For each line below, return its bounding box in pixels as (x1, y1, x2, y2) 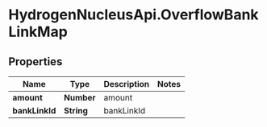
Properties (8, 55, 63, 68)
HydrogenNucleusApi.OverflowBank (8, 6, 260, 24)
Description (103, 79, 150, 89)
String (63, 105, 89, 116)
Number (63, 92, 96, 103)
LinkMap (8, 23, 69, 41)
